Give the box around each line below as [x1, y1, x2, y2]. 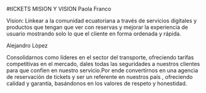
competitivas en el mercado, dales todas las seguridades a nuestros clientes [6, 61, 200, 67]
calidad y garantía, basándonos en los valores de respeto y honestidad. [6, 80, 188, 87]
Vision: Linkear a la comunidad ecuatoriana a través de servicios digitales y [6, 17, 197, 24]
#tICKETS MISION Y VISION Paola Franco [6, 6, 112, 12]
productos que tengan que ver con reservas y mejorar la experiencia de [6, 24, 189, 31]
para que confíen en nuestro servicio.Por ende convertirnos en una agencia [6, 67, 199, 74]
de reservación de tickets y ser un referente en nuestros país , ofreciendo [6, 73, 193, 80]
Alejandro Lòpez [6, 42, 48, 49]
